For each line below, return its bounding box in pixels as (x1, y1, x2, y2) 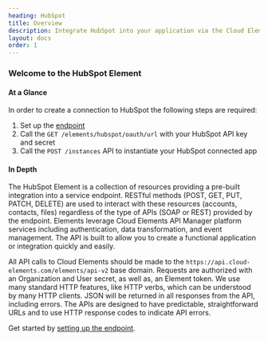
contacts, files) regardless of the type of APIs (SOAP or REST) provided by (8, 208, 253, 217)
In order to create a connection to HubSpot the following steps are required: (8, 105, 258, 115)
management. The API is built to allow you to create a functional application (8, 233, 257, 243)
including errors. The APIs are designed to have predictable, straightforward (8, 299, 258, 309)
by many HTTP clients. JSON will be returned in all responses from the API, (8, 291, 255, 300)
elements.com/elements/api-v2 (8, 267, 109, 276)
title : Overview (8, 19, 62, 27)
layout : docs (8, 34, 52, 42)
